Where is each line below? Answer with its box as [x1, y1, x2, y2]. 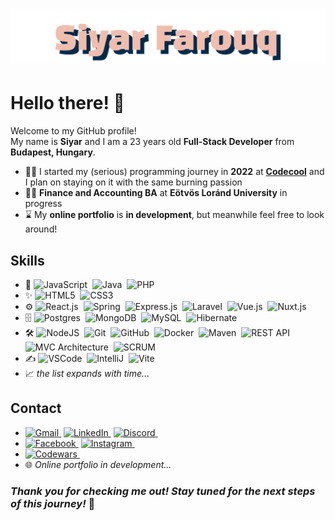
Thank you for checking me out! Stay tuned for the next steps [10, 484, 316, 498]
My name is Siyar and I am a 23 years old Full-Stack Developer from [10, 136, 295, 148]
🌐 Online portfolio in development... [24, 458, 172, 470]
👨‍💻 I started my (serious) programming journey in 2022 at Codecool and [24, 166, 325, 178]
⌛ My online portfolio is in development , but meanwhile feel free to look [24, 209, 325, 221]
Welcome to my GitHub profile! [10, 125, 137, 137]
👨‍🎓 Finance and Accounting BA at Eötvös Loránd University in [24, 187, 288, 199]
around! [24, 223, 58, 235]
